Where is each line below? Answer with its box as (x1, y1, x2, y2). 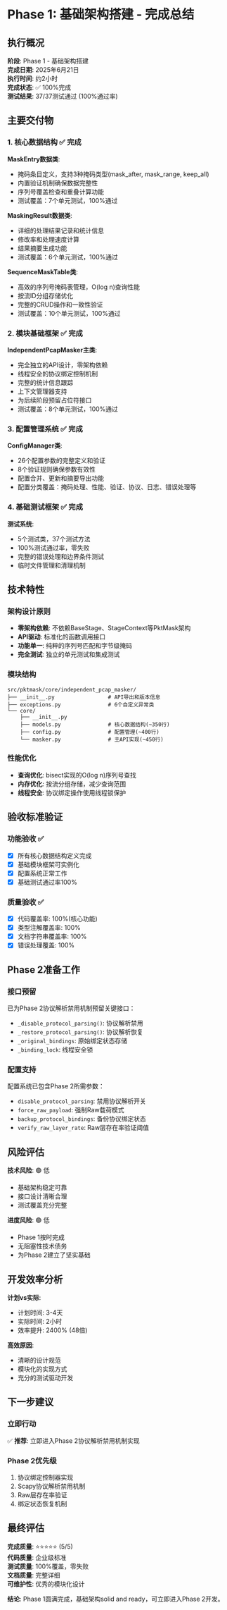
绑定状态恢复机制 (17, 1499, 67, 1508)
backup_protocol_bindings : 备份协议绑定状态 (17, 1114, 146, 1123)
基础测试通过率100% (17, 878, 77, 886)
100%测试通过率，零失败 (17, 543, 90, 552)
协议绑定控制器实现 (17, 1473, 74, 1481)
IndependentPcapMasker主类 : (7, 345, 97, 354)
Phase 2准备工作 (7, 964, 81, 976)
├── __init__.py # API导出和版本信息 (7, 694, 161, 701)
